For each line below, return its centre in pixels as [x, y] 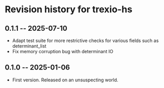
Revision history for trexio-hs [69, 9]
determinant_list [29, 46]
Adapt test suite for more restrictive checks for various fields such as [85, 40]
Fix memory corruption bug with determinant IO [63, 51]
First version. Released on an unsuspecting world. [65, 80]
